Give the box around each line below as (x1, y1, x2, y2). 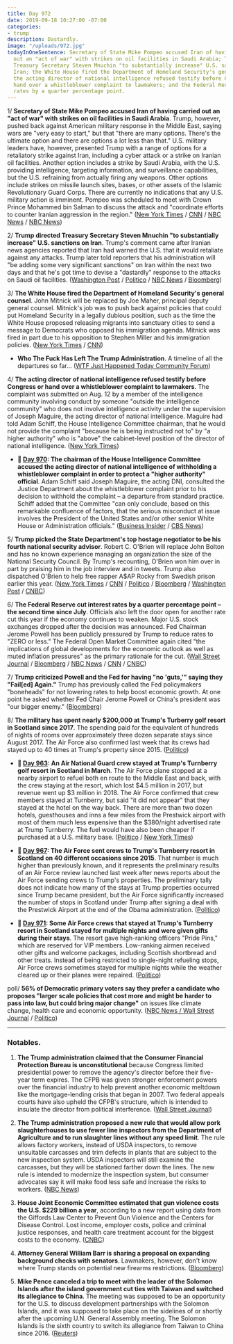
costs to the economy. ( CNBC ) (17, 1235, 105, 1244)
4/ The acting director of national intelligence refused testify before (7, 375, 207, 383)
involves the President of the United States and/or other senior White (17, 514, 215, 522)
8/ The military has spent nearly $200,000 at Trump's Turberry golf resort (7, 716, 226, 724)
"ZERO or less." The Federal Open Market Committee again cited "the (7, 637, 206, 646)
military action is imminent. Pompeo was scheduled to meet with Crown (7, 195, 212, 204)
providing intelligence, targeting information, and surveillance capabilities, (7, 166, 218, 175)
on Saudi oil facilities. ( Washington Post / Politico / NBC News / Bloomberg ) (7, 275, 222, 284)
